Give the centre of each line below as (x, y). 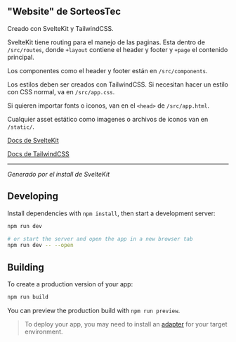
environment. (44, 331)
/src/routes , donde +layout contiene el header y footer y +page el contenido (118, 49)
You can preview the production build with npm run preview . (94, 310)
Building (26, 267)
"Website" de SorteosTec (64, 12)
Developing (33, 196)
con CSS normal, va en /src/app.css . (61, 91)
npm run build (28, 297)
